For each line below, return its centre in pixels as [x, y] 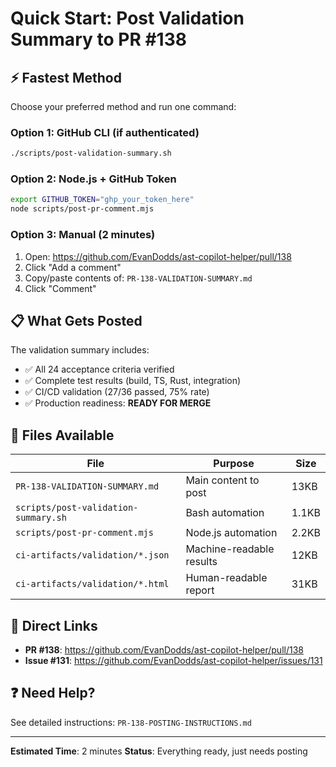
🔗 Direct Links [54, 625]
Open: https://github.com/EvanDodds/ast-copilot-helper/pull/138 [158, 256]
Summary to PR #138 [98, 39]
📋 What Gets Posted [76, 320]
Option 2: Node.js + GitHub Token [93, 179]
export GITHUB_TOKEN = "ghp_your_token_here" [102, 200]
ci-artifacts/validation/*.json [92, 555]
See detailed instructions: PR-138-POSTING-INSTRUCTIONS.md [131, 722]
